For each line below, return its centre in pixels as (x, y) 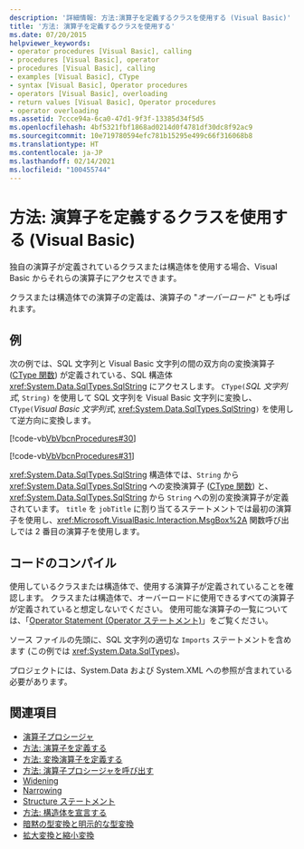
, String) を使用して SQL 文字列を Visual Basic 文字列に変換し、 (137, 398)
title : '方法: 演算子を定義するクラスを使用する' (92, 26)
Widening (40, 780)
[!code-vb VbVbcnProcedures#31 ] (72, 456)
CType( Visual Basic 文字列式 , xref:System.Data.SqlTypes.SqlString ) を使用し (152, 409)
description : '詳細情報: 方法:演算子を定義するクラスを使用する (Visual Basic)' (150, 18)
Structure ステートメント (69, 801)
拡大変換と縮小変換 (58, 834)
